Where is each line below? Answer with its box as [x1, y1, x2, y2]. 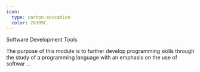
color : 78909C [11, 20, 47, 26]
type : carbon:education [11, 14, 70, 20]
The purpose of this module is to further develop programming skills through [6, 48, 195, 55]
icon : [6, 8, 20, 15]
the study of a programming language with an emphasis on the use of [6, 54, 178, 61]
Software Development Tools [6, 36, 78, 43]
